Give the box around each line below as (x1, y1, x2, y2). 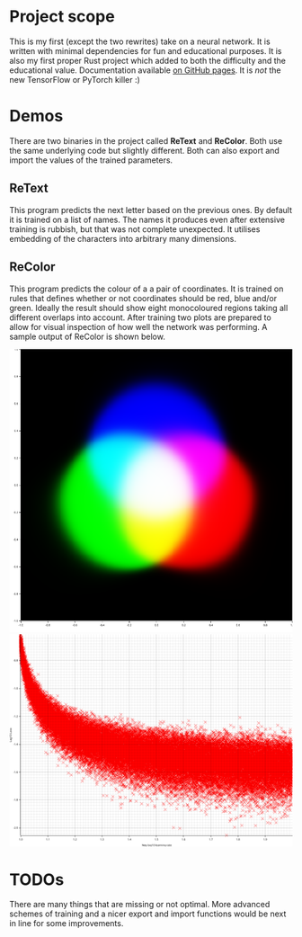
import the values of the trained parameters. (9, 155, 173, 165)
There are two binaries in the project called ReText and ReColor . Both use (9, 135, 283, 146)
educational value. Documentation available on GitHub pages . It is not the (9, 65, 281, 76)
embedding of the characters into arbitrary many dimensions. (9, 233, 236, 244)
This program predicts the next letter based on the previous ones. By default (9, 204, 293, 215)
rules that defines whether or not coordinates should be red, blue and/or (9, 292, 277, 303)
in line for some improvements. (9, 918, 124, 929)
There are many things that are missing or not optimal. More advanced (9, 899, 271, 910)
